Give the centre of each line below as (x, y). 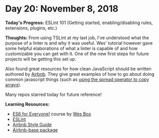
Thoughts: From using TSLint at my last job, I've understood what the (77, 38)
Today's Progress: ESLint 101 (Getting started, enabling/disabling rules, (79, 23)
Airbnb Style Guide (32, 124)
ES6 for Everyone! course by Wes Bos (52, 114)
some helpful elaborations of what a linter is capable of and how (71, 48)
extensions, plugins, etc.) (31, 28)
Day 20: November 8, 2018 (62, 9)
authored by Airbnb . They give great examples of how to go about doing (80, 74)
